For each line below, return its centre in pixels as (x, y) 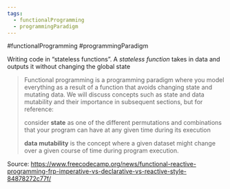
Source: (18, 164)
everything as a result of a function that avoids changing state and (118, 88)
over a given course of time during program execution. (101, 151)
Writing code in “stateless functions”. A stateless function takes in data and (114, 59)
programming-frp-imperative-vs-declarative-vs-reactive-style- (97, 171)
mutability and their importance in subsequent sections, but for (113, 102)
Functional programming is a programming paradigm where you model (124, 80)
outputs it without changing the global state (69, 67)
